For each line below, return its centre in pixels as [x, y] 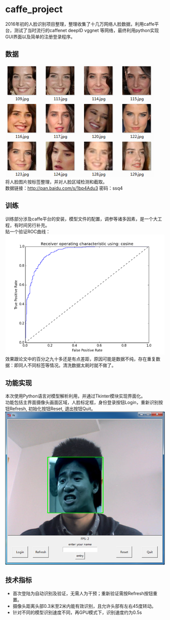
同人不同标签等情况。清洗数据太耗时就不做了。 [67, 366]
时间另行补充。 [34, 225]
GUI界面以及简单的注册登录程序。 [40, 37]
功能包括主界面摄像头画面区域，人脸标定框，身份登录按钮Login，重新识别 [82, 403]
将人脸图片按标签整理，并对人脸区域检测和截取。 [56, 181]
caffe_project [34, 9]
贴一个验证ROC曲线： [28, 231]
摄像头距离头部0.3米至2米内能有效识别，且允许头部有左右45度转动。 [84, 606]
